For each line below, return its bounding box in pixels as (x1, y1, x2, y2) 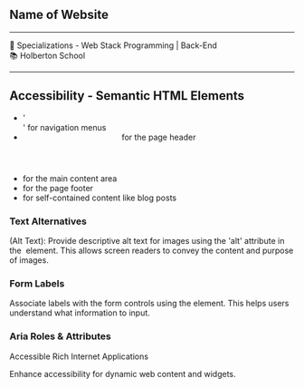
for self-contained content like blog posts (22, 192, 177, 203)
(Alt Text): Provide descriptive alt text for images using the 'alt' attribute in (9, 235, 285, 246)
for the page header (121, 131, 196, 142)
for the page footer (22, 182, 93, 193)
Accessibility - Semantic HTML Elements (9, 88, 245, 103)
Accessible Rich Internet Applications (9, 351, 149, 362)
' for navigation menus (22, 121, 107, 132)
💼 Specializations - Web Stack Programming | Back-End (9, 40, 217, 51)
